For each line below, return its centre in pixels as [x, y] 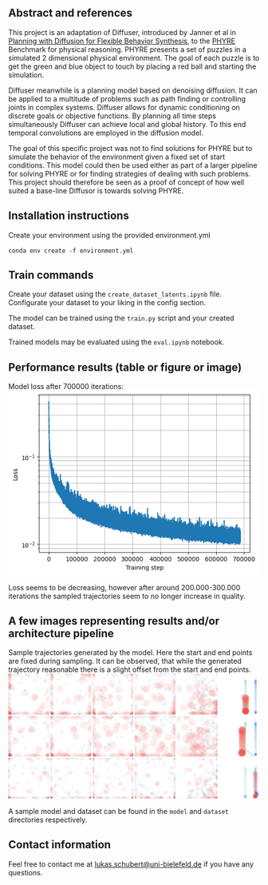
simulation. [26, 74]
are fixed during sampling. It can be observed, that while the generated [125, 661]
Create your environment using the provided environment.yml [109, 235]
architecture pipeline [61, 634]
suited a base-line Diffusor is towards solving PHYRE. [96, 190]
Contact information [60, 845]
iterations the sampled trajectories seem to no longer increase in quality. [127, 596]
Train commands [51, 275]
